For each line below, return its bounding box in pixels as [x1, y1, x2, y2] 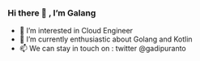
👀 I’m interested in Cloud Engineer [19, 26, 134, 36]
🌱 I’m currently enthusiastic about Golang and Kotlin [19, 34, 193, 44]
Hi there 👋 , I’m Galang [7, 7, 96, 19]
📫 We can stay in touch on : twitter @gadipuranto [19, 44, 187, 54]
